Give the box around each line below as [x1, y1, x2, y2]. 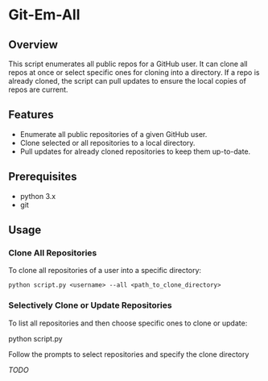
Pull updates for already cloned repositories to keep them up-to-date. [19, 147, 251, 156]
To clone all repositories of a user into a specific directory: [8, 266, 202, 275]
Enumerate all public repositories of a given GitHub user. [19, 129, 208, 139]
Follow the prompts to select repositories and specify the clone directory [8, 349, 249, 359]
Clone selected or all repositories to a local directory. [19, 138, 196, 147]
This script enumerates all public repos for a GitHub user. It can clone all [8, 59, 248, 68]
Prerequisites [8, 170, 77, 184]
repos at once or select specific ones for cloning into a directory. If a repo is [8, 68, 260, 77]
